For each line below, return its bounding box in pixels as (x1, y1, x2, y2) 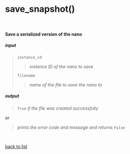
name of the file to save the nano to (29, 81, 102, 87)
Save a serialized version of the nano (5, 31, 82, 37)
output (5, 93, 20, 99)
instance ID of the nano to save (29, 63, 94, 70)
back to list (5, 144, 28, 150)
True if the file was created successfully (17, 105, 98, 112)
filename (17, 73, 35, 78)
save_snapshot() (5, 3, 75, 15)
